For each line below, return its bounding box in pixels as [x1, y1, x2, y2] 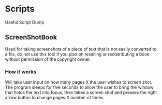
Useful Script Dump [5, 19, 44, 25]
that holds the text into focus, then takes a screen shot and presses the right [5, 90, 157, 95]
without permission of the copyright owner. [5, 56, 91, 62]
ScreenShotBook [5, 33, 57, 41]
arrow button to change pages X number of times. [5, 95, 105, 101]
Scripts [5, 3, 35, 14]
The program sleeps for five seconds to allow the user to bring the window [5, 84, 154, 90]
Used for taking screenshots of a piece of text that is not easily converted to [5, 46, 157, 52]
